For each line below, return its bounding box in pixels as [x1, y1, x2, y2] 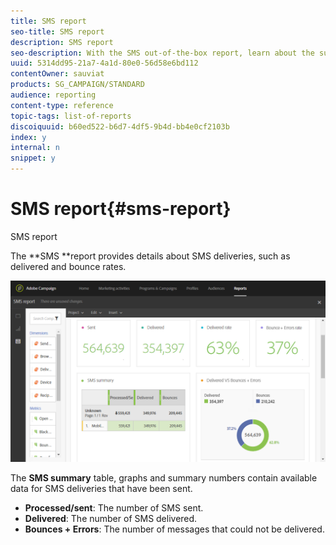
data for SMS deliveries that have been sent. [10, 483, 193, 495]
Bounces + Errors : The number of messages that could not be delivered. [24, 523, 325, 535]
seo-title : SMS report [10, 26, 105, 37]
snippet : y [10, 153, 56, 164]
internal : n [10, 143, 60, 153]
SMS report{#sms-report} [10, 198, 232, 220]
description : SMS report [10, 37, 114, 47]
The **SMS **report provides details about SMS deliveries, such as [10, 250, 291, 262]
